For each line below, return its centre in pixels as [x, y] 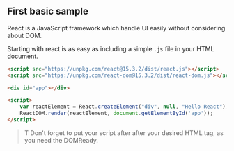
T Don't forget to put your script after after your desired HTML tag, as [124, 133]
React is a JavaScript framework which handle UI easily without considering [116, 28]
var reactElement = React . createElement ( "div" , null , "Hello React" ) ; [124, 107]
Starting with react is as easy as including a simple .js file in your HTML [111, 48]
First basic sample [48, 11]
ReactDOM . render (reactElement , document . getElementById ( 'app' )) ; [117, 114]
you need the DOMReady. [61, 140]
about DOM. [25, 35]
